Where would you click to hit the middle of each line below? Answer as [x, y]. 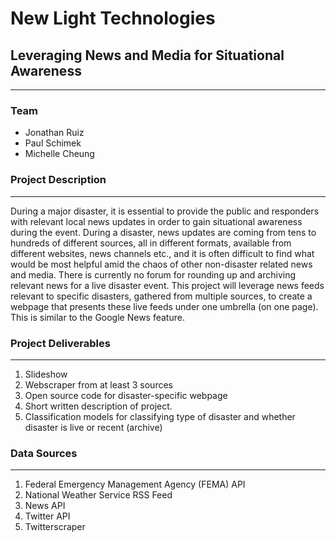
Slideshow [46, 374]
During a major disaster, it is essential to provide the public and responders [165, 211]
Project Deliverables [60, 343]
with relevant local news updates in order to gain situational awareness [156, 221]
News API [45, 506]
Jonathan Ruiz [54, 133]
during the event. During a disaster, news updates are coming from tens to [163, 232]
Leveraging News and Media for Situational [147, 55]
